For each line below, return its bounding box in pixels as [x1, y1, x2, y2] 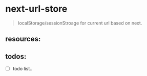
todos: [5, 52, 27, 61]
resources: [5, 35, 41, 43]
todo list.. [12, 66, 33, 72]
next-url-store [5, 3, 68, 15]
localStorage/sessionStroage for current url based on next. [17, 20, 142, 26]
